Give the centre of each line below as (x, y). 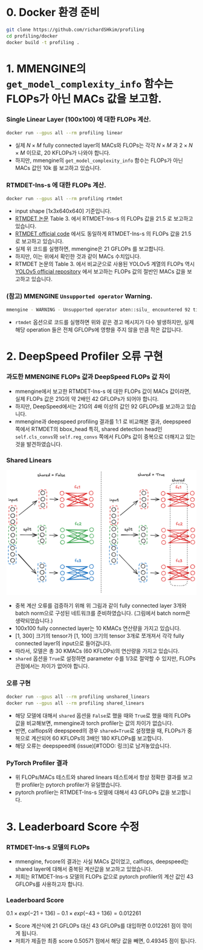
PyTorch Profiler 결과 (37, 763)
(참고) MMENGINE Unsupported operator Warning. (79, 296)
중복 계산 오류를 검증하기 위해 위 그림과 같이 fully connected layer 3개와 (101, 606)
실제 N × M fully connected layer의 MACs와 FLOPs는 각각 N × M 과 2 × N (104, 145)
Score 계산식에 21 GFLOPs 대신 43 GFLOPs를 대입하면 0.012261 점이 (98, 926)
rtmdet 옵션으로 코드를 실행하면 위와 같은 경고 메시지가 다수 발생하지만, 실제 (105, 322)
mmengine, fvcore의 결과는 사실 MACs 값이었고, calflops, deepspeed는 (102, 861)
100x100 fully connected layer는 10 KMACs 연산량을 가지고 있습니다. (98, 628)
